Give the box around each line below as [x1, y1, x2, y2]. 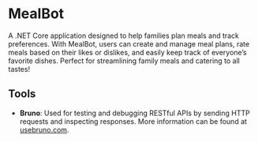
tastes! [8, 64, 30, 73]
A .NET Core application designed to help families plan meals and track [8, 31, 239, 40]
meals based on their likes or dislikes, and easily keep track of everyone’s [8, 47, 247, 57]
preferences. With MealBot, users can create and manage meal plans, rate [8, 39, 250, 48]
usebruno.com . [19, 125, 69, 134]
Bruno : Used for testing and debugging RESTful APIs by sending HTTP [19, 108, 250, 118]
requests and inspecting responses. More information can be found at [19, 116, 247, 126]
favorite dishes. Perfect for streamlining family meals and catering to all [8, 56, 241, 65]
